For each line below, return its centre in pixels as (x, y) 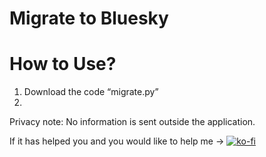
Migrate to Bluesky (89, 18)
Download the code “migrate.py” (91, 92)
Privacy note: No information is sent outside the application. (132, 122)
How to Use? (63, 64)
